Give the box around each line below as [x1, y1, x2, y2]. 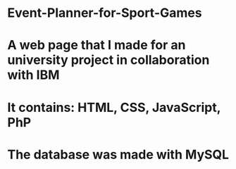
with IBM [7, 67, 60, 83]
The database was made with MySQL [7, 146, 230, 163]
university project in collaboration [7, 52, 210, 68]
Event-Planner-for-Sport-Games [7, 5, 202, 21]
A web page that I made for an [7, 37, 186, 54]
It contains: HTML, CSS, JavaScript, [7, 99, 221, 115]
